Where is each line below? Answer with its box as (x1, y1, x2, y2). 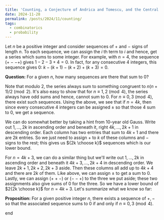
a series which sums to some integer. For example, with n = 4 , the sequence (5, 54, 159, 59)
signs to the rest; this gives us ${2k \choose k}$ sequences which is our (5, 140, 151, 145)
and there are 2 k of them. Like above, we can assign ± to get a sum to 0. (5, 170, 151, 176)
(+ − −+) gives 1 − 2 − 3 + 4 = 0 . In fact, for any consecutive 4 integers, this (5, 59, 157, 65)
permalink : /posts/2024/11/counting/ (5, 16, 82, 21)
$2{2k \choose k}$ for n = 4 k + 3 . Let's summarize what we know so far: (5, 186, 152, 192)
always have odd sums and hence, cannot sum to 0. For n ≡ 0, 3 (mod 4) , (5, 94, 153, 100)
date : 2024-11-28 (5, 12, 41, 17)
